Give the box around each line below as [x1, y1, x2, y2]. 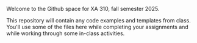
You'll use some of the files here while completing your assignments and [6, 24, 189, 30]
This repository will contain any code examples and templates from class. [6, 17, 191, 24]
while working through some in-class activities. [6, 30, 125, 37]
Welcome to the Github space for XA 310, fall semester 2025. [6, 5, 160, 12]
